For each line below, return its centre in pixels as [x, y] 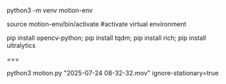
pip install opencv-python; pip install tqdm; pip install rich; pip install [107, 38]
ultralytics [21, 45]
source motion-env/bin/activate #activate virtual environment [97, 24]
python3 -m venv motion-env [50, 10]
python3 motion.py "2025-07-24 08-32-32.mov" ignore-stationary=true [113, 73]
